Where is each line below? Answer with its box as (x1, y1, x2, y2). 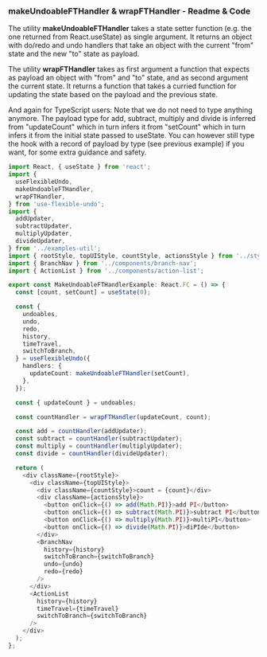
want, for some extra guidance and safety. (8, 147, 147, 157)
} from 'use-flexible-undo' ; (8, 200, 105, 208)
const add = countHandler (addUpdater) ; (15, 428, 148, 436)
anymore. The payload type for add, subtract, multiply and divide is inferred (8, 114, 256, 123)
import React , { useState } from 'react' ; (8, 163, 151, 171)
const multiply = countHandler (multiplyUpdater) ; (15, 442, 183, 451)
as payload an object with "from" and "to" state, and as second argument (8, 73, 249, 83)
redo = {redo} (43, 568, 83, 576)
